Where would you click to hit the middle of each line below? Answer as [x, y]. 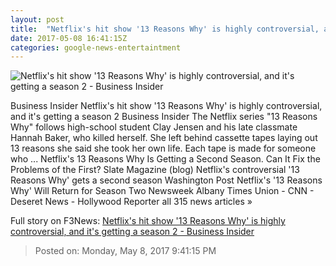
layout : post [37, 19]
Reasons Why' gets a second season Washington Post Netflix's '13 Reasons [166, 180]
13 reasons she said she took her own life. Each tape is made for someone [163, 148]
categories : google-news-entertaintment [96, 47]
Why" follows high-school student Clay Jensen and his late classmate [154, 127]
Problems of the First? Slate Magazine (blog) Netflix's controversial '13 [155, 170]
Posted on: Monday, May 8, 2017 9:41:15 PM [125, 251]
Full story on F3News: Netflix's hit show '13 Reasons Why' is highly [148, 221]
